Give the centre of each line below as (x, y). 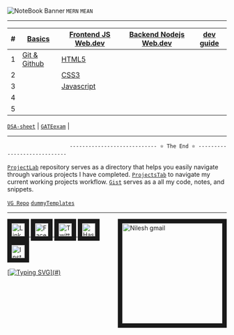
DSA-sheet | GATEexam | (38, 126)
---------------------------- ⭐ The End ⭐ (132, 146)
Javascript (79, 86)
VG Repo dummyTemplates (41, 203)
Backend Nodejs (157, 34)
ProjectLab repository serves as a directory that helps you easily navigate (113, 167)
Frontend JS (90, 34)
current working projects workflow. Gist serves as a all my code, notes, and (116, 182)
